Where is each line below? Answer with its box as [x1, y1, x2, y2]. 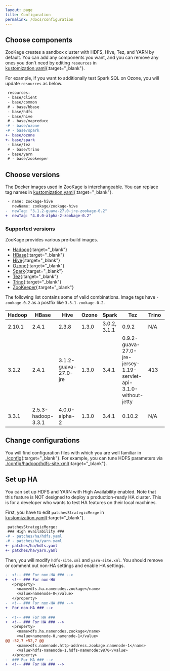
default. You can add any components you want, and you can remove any [5, 54, 159, 61]
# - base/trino [7, 147, 39, 152]
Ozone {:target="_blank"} [12, 262, 65, 269]
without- [122, 392, 143, 399]
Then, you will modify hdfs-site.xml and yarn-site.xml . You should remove [5, 557, 163, 563]
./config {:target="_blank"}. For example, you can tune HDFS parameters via [5, 455, 163, 461]
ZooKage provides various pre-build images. [5, 236, 99, 242]
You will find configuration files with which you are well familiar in [5, 449, 142, 455]
